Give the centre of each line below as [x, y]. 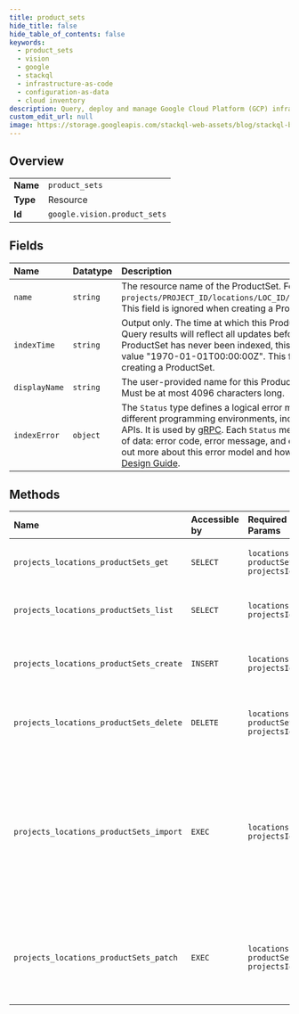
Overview [37, 161]
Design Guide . [151, 462]
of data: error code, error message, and [204, 440]
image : [21, 126]
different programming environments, [199, 418]
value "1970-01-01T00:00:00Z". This [204, 356]
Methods [35, 495]
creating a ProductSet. [168, 367]
